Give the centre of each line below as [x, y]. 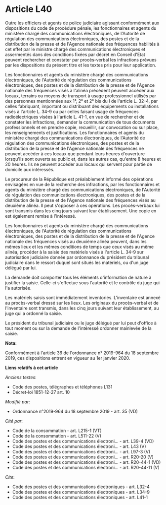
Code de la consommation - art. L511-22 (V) [57, 436]
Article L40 [29, 9]
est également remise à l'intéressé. [41, 216]
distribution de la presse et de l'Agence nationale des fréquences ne [75, 148]
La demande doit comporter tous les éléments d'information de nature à [78, 277]
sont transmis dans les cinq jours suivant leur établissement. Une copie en [81, 211]
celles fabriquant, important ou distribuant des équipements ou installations [82, 106]
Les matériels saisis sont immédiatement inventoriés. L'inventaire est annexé [83, 297]
